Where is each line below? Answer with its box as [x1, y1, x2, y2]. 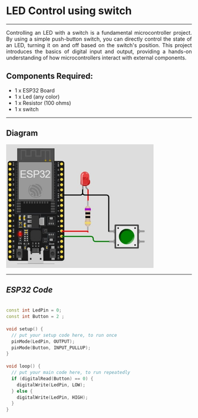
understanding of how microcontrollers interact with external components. [6, 54, 187, 61]
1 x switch [14, 105, 39, 112]
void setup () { [6, 326, 44, 332]
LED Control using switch [6, 4, 132, 18]
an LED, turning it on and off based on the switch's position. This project [6, 41, 192, 48]
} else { [11, 388, 33, 394]
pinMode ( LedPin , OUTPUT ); [11, 339, 75, 344]
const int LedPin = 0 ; [6, 307, 62, 313]
